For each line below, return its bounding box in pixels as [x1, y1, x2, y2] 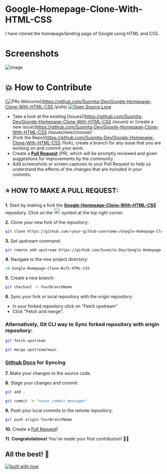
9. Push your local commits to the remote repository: [5, 407, 113, 413]
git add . [5, 390, 26, 395]
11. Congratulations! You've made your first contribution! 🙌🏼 [5, 436, 129, 442]
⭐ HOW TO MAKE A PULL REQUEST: [5, 186, 118, 195]
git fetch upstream [5, 338, 46, 343]
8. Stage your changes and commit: [5, 380, 79, 386]
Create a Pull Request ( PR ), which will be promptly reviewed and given [12, 150, 158, 156]
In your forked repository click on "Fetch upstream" [12, 303, 118, 309]
